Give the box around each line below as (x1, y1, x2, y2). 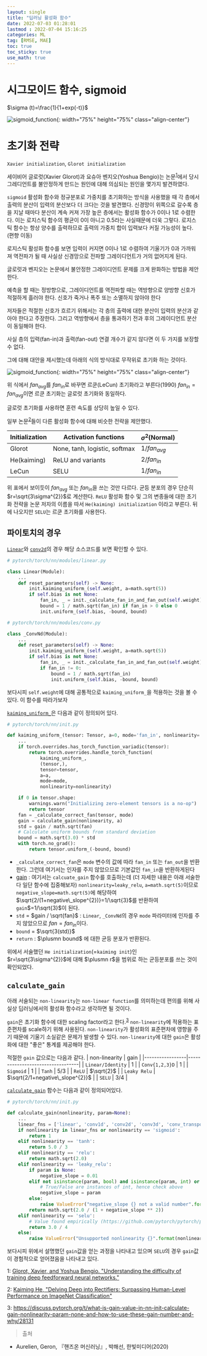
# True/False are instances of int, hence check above (39, 1184, 184, 1190)
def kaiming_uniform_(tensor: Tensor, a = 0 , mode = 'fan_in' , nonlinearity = (7, 732, 200, 739)
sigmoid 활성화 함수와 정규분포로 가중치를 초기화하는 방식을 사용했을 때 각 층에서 (7, 193, 200, 201)
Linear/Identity (85, 1062, 127, 1069)
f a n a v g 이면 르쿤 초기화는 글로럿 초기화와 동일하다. (7, 389, 127, 399)
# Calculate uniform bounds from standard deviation (18, 829, 156, 835)
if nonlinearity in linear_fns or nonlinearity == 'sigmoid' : (18, 1127, 181, 1133)
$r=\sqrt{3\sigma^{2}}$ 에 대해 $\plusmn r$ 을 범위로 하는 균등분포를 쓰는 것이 (7, 956, 197, 963)
